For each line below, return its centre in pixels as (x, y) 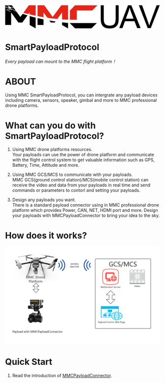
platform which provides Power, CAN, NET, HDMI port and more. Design (85, 210)
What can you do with (50, 125)
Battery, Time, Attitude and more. (46, 165)
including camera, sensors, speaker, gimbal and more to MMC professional (81, 100)
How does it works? (46, 235)
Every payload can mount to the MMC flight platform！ (61, 61)
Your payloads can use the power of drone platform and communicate (83, 155)
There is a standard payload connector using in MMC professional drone (86, 205)
